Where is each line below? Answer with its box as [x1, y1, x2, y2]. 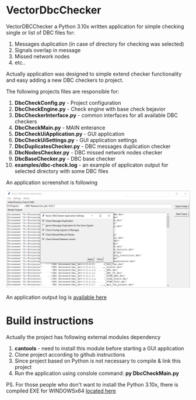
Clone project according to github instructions [14, 351, 125, 358]
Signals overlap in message [14, 46, 81, 53]
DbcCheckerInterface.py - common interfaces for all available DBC [14, 112, 178, 119]
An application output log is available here [6, 294, 107, 301]
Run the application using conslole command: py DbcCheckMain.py [14, 370, 180, 377]
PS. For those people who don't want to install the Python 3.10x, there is [6, 381, 178, 388]
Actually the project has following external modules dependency [6, 333, 161, 340]
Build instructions [6, 314, 94, 327]
